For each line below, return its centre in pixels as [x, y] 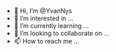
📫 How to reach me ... [46, 41]
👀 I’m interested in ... [44, 18]
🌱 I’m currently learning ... [51, 26]
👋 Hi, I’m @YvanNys [43, 11]
